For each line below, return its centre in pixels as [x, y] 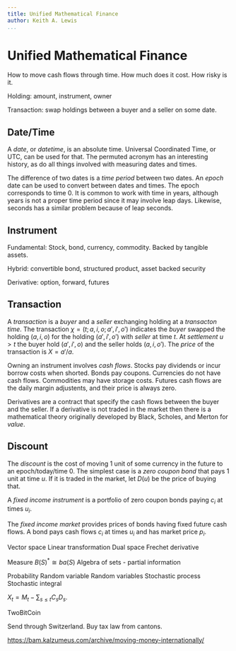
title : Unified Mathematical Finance [63, 14]
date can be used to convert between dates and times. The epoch [104, 185]
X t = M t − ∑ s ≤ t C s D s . [37, 598]
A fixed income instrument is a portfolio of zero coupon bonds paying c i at [115, 501]
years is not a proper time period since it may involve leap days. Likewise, [114, 201]
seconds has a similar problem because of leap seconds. [90, 208]
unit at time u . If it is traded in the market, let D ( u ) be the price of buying [112, 478]
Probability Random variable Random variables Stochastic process [104, 576]
